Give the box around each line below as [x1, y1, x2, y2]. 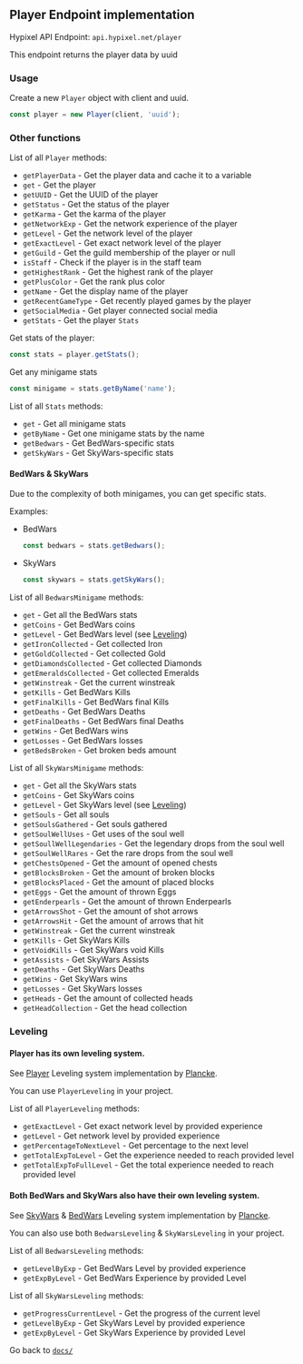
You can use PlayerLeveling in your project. [9, 1086, 174, 1096]
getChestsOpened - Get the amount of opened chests [22, 857, 218, 868]
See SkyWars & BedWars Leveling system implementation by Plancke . [9, 1210, 271, 1221]
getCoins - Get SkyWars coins [22, 789, 135, 800]
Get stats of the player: [9, 332, 95, 344]
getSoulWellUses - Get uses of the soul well [22, 828, 184, 839]
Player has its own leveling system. [9, 1047, 145, 1058]
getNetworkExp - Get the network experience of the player [22, 218, 238, 229]
